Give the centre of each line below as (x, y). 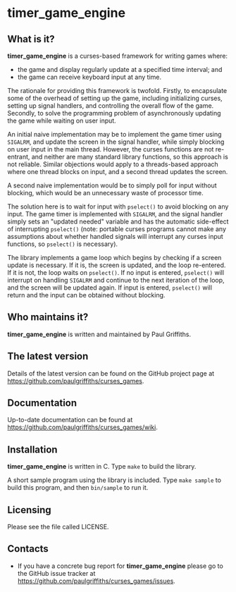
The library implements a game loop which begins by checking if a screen (114, 258)
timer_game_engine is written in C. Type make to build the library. (102, 467)
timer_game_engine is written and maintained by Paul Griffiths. (99, 334)
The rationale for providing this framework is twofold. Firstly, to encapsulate (117, 91)
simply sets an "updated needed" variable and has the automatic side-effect (118, 221)
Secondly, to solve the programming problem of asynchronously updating (114, 113)
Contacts (28, 549)
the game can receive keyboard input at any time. (89, 77)
